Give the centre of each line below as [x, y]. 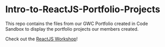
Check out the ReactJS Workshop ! [42, 39]
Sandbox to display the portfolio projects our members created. [72, 29]
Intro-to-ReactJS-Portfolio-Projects [83, 9]
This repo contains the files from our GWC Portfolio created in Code [77, 24]
